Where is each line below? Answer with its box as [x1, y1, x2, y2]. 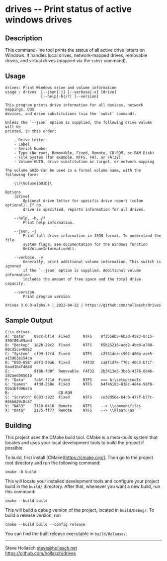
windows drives [5, 14, 72, 25]
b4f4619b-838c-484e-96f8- [100, 381, 155, 386]
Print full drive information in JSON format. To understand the [23, 233, 162, 238]
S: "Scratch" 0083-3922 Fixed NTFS [5, 394, 92, 400]
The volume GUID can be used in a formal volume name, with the [5, 168, 141, 173]
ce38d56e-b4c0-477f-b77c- [100, 394, 155, 400]
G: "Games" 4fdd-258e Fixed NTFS [5, 381, 92, 386]
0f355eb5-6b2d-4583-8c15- [100, 334, 155, 339]
